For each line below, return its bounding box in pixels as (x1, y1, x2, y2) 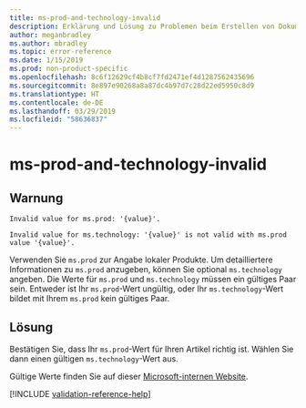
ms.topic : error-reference (9, 47, 112, 56)
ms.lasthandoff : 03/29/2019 (9, 107, 117, 116)
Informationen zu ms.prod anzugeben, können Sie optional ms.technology (9, 264, 282, 275)
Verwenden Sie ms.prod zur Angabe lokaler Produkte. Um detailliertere (9, 254, 273, 265)
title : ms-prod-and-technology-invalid (9, 13, 161, 23)
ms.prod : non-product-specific (9, 65, 128, 74)
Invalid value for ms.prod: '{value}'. (9, 215, 161, 224)
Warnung (9, 190, 64, 206)
